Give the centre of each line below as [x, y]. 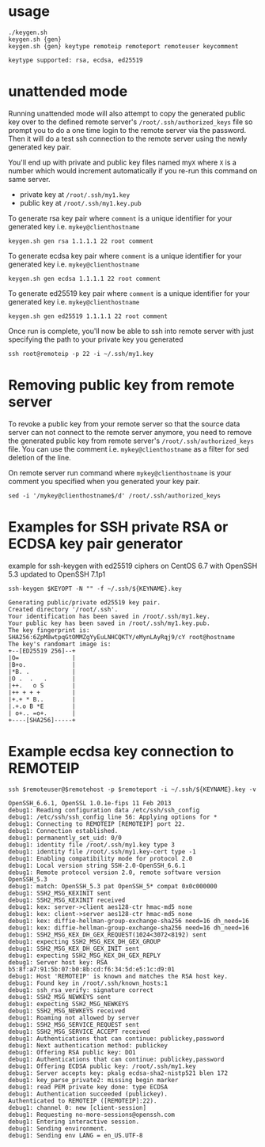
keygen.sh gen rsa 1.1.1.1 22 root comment [81, 241]
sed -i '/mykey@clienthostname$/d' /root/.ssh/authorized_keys [115, 496]
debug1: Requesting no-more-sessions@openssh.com [92, 1115]
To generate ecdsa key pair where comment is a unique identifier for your [125, 256]
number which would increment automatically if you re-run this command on [133, 170]
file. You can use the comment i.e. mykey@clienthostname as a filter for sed [129, 449]
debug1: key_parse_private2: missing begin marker [93, 1080]
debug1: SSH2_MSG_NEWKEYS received [67, 1011]
